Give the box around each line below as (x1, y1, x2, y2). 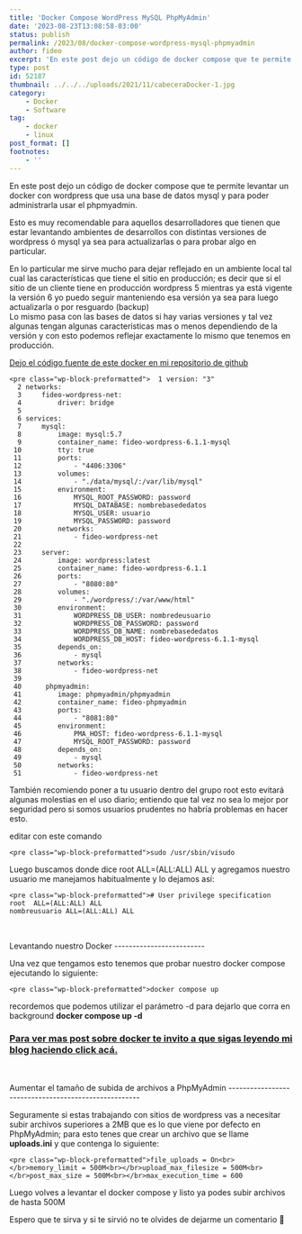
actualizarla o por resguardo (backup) (9, 301, 150, 312)
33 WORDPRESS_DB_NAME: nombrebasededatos (13, 627, 219, 636)
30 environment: (13, 603, 106, 612)
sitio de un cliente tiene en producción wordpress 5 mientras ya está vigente (9, 282, 293, 293)
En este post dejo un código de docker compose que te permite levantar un (9, 180, 289, 191)
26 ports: (13, 571, 83, 581)
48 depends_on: (13, 745, 102, 754)
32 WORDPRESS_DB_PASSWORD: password (13, 619, 200, 628)
